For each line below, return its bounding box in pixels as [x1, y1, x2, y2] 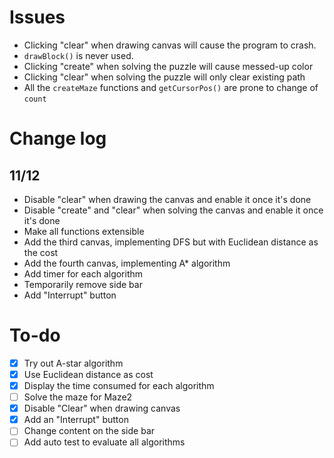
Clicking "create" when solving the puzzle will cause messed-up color [23, 60, 314, 72]
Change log [9, 127, 107, 150]
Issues [9, 6, 66, 29]
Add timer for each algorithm [23, 267, 144, 280]
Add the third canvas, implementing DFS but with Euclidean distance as [23, 236, 319, 248]
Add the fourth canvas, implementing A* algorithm [23, 257, 231, 269]
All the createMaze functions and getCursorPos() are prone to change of [23, 81, 319, 93]
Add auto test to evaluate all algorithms [23, 436, 186, 448]
